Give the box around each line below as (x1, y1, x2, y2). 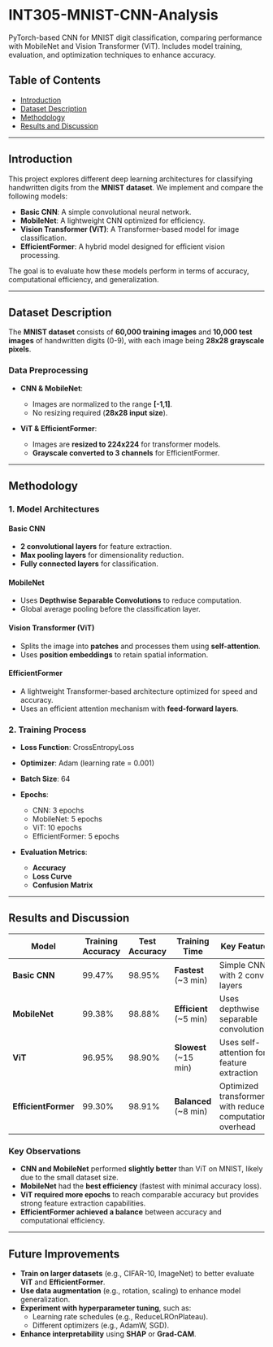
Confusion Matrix (32, 880, 93, 890)
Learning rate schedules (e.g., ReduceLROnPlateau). (32, 1312, 209, 1322)
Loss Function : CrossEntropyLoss (19, 743, 135, 752)
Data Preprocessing (8, 364, 89, 376)
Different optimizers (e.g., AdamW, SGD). (32, 1320, 169, 1331)
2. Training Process (8, 724, 87, 735)
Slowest (174, 1041, 206, 1053)
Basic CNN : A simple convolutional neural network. (19, 207, 192, 216)
